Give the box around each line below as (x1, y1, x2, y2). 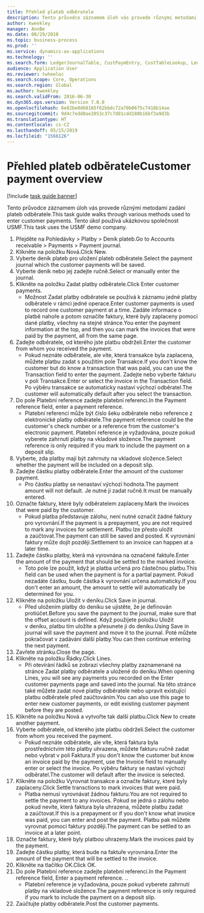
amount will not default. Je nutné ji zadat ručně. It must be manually (24, 487, 192, 494)
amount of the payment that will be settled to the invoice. (15, 855, 158, 862)
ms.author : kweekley (7, 88, 59, 94)
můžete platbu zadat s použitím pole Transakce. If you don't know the (24, 358, 197, 365)
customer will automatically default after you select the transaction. (24, 390, 193, 397)
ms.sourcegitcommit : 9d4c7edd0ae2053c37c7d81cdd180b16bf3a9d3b (7, 111, 170, 117)
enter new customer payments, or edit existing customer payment (24, 700, 189, 707)
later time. (24, 545, 50, 552)
